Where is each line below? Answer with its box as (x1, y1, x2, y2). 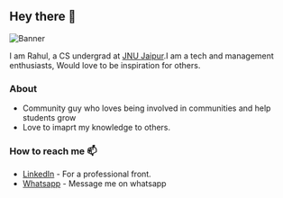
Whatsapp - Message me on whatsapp (22, 178, 167, 189)
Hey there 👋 (9, 9, 77, 24)
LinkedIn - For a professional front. (22, 168, 151, 180)
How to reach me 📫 (9, 145, 97, 157)
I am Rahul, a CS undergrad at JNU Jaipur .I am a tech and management (9, 50, 275, 61)
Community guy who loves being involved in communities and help (22, 103, 271, 113)
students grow (22, 112, 77, 123)
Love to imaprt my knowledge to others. (22, 122, 171, 133)
